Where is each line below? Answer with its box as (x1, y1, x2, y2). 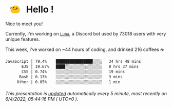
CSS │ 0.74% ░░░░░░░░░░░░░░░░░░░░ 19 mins (21, 69, 125, 75)
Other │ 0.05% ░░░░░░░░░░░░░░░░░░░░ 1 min (16, 80, 121, 85)
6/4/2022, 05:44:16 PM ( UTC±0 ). (5, 96, 79, 102)
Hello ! (26, 4, 54, 15)
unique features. (5, 36, 40, 42)
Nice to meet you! (5, 21, 43, 27)
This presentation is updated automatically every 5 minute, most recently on (5, 90, 167, 96)
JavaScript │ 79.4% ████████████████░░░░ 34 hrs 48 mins (5, 59, 141, 64)
